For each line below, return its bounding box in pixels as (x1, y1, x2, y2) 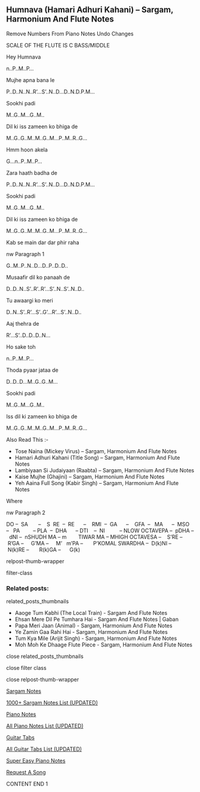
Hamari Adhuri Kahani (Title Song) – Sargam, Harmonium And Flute (14, 454, 180, 461)
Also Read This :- (6, 436, 49, 443)
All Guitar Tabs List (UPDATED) (6, 745, 82, 753)
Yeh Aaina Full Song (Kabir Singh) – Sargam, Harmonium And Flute (14, 479, 179, 487)
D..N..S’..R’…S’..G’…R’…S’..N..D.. (6, 308, 82, 315)
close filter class (6, 664, 47, 672)
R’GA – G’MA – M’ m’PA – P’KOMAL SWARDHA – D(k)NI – (7, 539, 172, 547)
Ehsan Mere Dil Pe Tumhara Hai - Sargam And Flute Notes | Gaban (14, 616, 179, 623)
